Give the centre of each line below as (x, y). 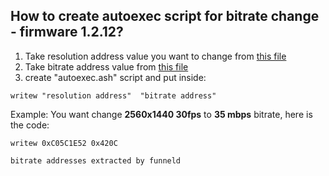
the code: (30, 125)
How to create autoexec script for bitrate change (165, 16)
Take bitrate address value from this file (106, 66)
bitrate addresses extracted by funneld (96, 160)
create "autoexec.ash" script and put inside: (115, 77)
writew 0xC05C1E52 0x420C (64, 143)
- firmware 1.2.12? (67, 32)
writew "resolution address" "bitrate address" (113, 95)
